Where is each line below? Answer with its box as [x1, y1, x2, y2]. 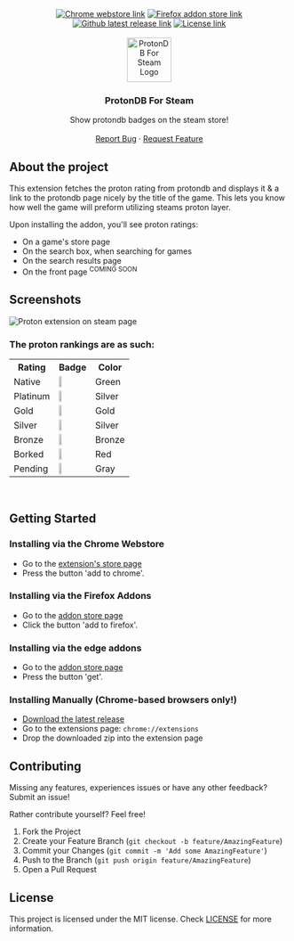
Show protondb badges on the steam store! [69, 115, 229, 126]
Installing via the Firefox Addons [9, 590, 152, 602]
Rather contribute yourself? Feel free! [9, 809, 147, 820]
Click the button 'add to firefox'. [21, 619, 139, 630]
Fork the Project [21, 826, 82, 837]
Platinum [13, 389, 51, 402]
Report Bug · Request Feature [95, 134, 203, 144]
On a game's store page [21, 236, 111, 248]
